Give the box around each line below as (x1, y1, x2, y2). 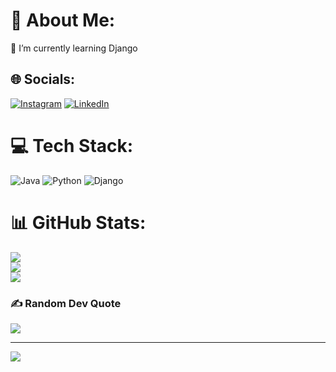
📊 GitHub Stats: (10, 211, 147, 234)
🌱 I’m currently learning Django (10, 42, 138, 54)
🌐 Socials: (10, 71, 76, 88)
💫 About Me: (10, 9, 116, 32)
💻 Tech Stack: (10, 134, 134, 157)
